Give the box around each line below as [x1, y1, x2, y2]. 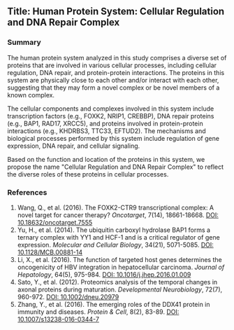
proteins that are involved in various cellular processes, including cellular [7, 61, 217, 69]
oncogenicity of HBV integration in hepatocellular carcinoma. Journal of [17, 263, 225, 271]
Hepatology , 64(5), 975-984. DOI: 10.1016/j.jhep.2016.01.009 [17, 270, 191, 279]
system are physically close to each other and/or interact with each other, [7, 76, 219, 84]
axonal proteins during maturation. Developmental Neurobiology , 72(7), [17, 285, 223, 294]
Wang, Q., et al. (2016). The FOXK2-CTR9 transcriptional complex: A [17, 203, 214, 212]
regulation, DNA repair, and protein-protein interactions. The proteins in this [7, 68, 225, 76]
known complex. [7, 90, 54, 99]
